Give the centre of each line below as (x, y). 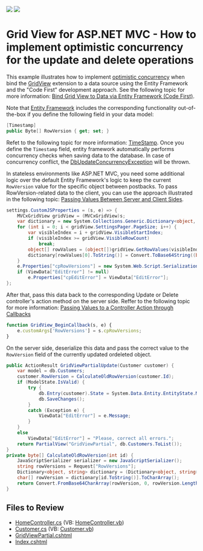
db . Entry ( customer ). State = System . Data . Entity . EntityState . (117, 393)
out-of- (187, 108)
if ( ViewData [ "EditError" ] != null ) (63, 272)
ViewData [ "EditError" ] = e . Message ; (85, 416)
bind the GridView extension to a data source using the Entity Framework (97, 83)
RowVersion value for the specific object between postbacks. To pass (92, 186)
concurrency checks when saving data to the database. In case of (89, 155)
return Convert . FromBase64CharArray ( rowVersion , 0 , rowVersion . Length (108, 483)
